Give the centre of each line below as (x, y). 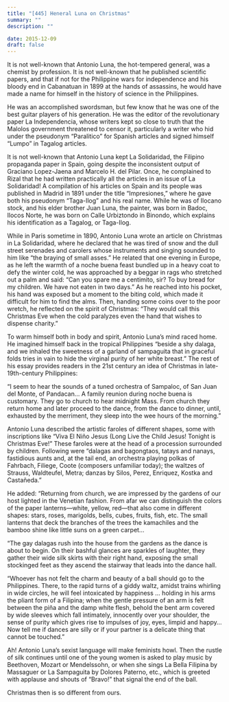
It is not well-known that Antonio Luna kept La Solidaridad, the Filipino (106, 157)
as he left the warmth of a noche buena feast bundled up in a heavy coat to (113, 265)
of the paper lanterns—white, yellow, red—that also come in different (104, 508)
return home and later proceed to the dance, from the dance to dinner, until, (114, 409)
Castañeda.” (25, 480)
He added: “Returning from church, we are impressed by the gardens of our (114, 494)
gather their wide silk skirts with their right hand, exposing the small (103, 558)
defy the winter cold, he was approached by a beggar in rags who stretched (114, 273)
